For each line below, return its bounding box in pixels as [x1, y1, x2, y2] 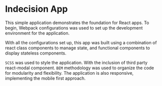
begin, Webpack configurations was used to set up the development [5, 25, 143, 30]
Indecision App [5, 3, 68, 15]
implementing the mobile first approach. [5, 75, 86, 81]
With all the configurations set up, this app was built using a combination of [5, 39, 157, 45]
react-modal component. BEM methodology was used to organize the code [5, 65, 154, 71]
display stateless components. [5, 50, 67, 56]
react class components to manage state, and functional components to [5, 45, 150, 51]
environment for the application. [5, 30, 70, 36]
